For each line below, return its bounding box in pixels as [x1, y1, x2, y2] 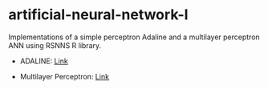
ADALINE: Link [19, 56, 68, 66]
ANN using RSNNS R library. [8, 40, 102, 50]
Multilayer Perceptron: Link [19, 71, 110, 81]
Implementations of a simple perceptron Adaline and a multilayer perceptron [8, 32, 261, 42]
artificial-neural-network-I [8, 6, 189, 24]
